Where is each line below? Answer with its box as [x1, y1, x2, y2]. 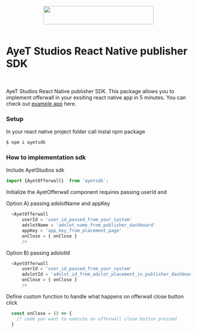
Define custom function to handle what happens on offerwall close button [6, 293, 184, 300]
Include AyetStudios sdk [6, 167, 64, 174]
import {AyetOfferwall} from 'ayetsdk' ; [6, 178, 109, 184]
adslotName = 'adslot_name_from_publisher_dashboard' [21, 222, 157, 228]
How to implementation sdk [6, 154, 86, 162]
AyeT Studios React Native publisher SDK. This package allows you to [6, 87, 175, 94]
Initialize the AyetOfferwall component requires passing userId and [6, 189, 167, 196]
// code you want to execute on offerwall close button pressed [16, 316, 177, 322]
